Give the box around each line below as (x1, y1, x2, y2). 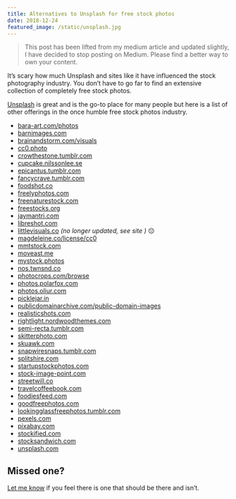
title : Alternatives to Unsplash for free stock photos (7, 10, 175, 18)
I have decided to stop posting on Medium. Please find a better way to (24, 50, 229, 59)
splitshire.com (17, 354, 58, 363)
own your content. (24, 58, 78, 66)
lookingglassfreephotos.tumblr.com (17, 407, 121, 416)
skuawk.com (17, 339, 55, 348)
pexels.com (17, 414, 51, 423)
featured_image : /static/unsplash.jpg (7, 23, 121, 30)
